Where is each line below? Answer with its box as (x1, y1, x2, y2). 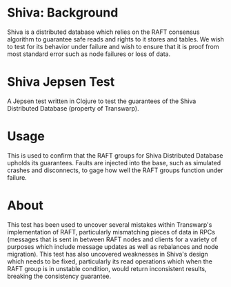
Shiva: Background (7, 5, 119, 21)
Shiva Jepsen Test (7, 74, 115, 90)
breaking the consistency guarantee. (7, 272, 112, 280)
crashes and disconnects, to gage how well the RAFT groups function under (7, 166, 223, 174)
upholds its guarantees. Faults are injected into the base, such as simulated (7, 158, 221, 167)
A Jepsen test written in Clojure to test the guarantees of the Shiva (7, 97, 197, 105)
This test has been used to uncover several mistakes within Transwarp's (7, 220, 212, 229)
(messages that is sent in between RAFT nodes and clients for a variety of (7, 235, 217, 243)
